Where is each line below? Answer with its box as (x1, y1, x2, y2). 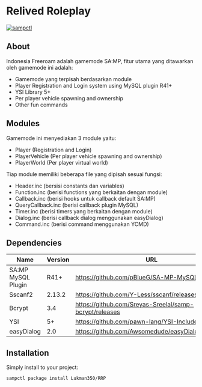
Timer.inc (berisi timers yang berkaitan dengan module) (14, 207, 153, 215)
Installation (6, 347, 49, 358)
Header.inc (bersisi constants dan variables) (14, 182, 124, 189)
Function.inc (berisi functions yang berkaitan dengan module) (14, 188, 168, 196)
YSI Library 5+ (14, 88, 51, 96)
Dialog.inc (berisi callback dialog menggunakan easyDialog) (14, 214, 164, 221)
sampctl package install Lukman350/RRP (6, 376, 106, 382)
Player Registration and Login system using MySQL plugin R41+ (14, 82, 173, 89)
